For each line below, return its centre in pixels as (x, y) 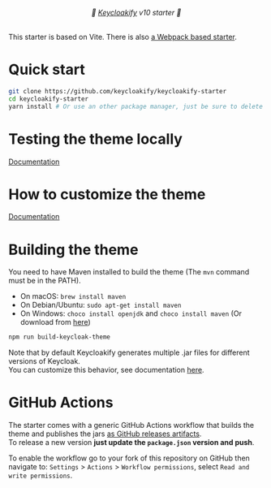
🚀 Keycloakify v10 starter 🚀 (136, 13)
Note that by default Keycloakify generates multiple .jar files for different (129, 352)
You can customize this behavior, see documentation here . (106, 370)
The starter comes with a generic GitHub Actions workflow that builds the (131, 425)
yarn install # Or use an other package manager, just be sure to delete (136, 106)
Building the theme (73, 250)
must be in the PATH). (45, 281)
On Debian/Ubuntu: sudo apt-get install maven (101, 305)
